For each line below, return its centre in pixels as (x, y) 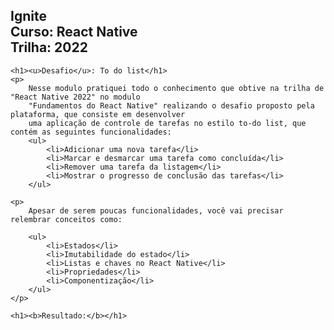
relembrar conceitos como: (66, 219)
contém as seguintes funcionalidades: (91, 132)
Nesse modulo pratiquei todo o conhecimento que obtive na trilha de (176, 88)
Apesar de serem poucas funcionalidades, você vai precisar (156, 210)
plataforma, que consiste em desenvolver (98, 114)
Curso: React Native (74, 32)
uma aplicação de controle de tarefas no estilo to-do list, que (167, 123)
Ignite (28, 16)
